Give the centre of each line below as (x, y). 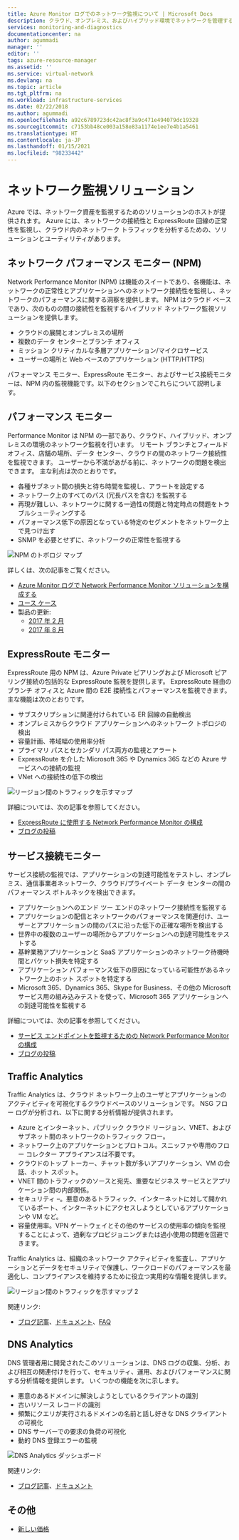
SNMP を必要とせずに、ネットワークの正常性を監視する (99, 540)
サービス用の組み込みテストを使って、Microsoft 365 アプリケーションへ (123, 997)
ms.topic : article (34, 87)
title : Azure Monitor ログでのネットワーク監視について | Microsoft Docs (110, 14)
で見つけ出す (36, 530)
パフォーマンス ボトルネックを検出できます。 (74, 893)
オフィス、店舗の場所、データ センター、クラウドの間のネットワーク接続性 (117, 453)
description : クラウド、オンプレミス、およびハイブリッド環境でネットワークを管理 (115, 21)
